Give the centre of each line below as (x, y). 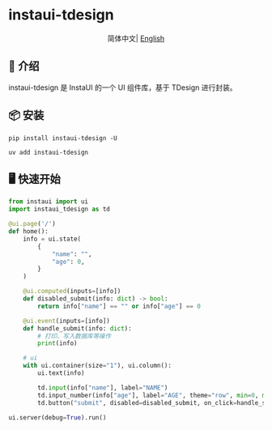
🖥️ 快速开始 (34, 179)
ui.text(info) (61, 373)
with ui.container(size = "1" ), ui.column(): (98, 366)
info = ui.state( (52, 239)
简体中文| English (136, 38)
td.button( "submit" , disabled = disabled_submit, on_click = (137, 402)
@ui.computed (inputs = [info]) (72, 292)
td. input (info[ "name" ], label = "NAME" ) (103, 387)
